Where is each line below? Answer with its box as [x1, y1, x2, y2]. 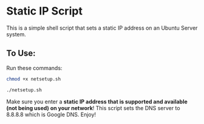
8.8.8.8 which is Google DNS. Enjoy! [6, 111, 96, 118]
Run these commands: [6, 64, 63, 71]
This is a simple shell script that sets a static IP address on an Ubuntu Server [6, 24, 198, 31]
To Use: [6, 48, 36, 59]
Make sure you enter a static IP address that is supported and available [6, 98, 188, 105]
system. [6, 30, 26, 38]
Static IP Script [6, 4, 83, 18]
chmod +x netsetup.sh [6, 76, 61, 82]
